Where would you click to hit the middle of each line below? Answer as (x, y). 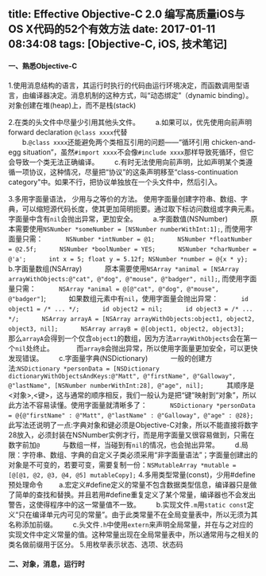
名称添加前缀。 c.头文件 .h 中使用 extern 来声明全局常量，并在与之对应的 (131, 524)
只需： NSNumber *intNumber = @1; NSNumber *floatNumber (137, 238)
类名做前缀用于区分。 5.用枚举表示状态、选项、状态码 (96, 544)
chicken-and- (234, 142)
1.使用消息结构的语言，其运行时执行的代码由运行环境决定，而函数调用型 (125, 85)
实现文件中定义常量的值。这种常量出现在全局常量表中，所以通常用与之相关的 (133, 534)
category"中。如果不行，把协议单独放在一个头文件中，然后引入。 (115, 182)
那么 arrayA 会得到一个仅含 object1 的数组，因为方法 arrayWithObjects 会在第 (129, 338)
